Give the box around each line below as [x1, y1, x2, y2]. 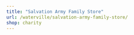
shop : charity [6, 20, 42, 26]
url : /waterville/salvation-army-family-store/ [6, 14, 129, 20]
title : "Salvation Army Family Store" [6, 8, 104, 15]
